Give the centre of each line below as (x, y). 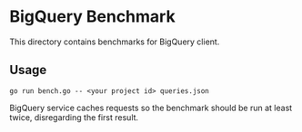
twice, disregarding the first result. (74, 117)
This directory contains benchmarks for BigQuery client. (115, 42)
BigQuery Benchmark (92, 17)
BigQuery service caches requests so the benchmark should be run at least (151, 108)
